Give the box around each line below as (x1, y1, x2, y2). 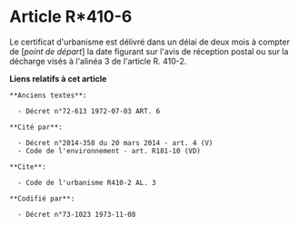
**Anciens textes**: (9, 91, 88, 100)
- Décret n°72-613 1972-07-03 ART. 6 (17, 106, 161, 115)
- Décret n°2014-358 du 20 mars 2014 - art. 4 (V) (17, 138, 214, 147)
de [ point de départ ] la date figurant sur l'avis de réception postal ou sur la (9, 45, 289, 56)
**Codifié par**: (9, 193, 75, 203)
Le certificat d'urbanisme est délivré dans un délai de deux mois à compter (9, 36, 291, 47)
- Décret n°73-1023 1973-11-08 (17, 210, 136, 219)
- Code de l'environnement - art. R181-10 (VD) (17, 146, 202, 155)
